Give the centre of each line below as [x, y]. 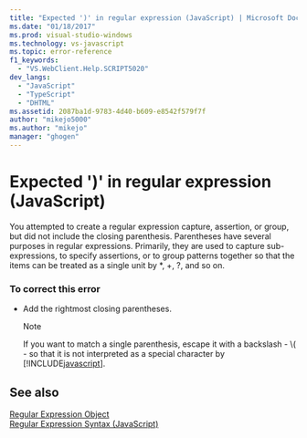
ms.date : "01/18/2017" [53, 26]
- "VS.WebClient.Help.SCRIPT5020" [83, 69]
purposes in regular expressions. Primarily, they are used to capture [137, 245]
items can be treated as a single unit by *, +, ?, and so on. [117, 265]
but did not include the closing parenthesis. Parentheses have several [140, 236]
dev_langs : [30, 78]
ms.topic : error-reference [61, 52]
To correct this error [55, 288]
